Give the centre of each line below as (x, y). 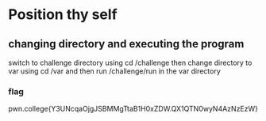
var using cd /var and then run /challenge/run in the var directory (114, 71)
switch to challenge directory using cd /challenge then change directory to (130, 62)
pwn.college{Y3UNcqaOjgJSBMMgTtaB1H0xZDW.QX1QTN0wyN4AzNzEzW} (133, 109)
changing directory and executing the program (126, 44)
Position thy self (63, 15)
